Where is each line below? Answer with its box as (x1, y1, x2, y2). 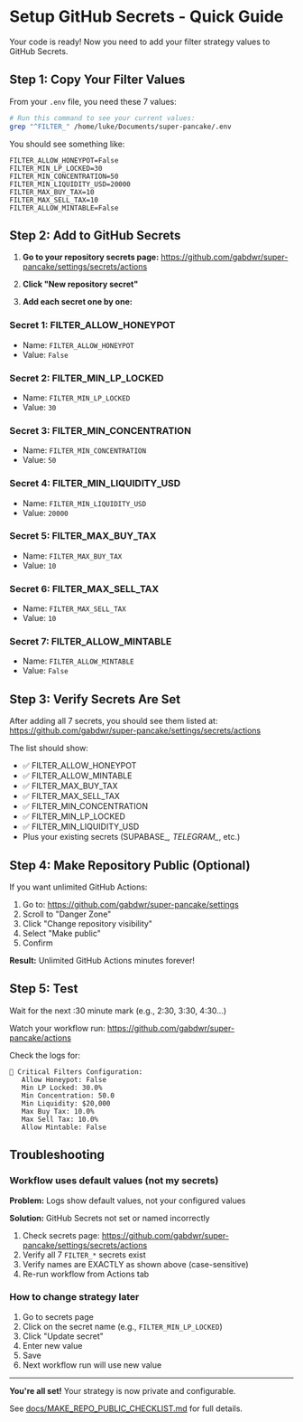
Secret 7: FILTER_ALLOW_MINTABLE (9, 636, 172, 648)
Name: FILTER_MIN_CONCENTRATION (22, 445, 147, 456)
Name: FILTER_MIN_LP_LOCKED (22, 391, 131, 403)
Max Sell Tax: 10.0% (21, 1115, 99, 1124)
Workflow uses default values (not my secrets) (9, 1174, 219, 1187)
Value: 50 (22, 455, 57, 466)
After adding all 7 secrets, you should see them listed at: (9, 716, 218, 727)
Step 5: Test (9, 981, 78, 996)
